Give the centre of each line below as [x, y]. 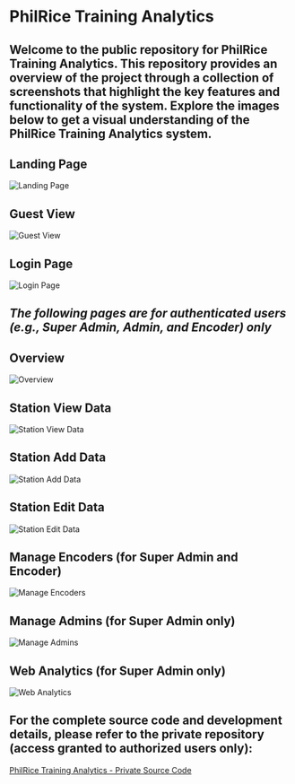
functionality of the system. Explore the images [144, 105]
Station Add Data [58, 458]
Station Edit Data [57, 507]
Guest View [43, 214]
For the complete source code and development [146, 721]
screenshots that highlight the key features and [145, 91]
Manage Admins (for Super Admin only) [122, 621]
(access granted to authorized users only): [131, 749]
